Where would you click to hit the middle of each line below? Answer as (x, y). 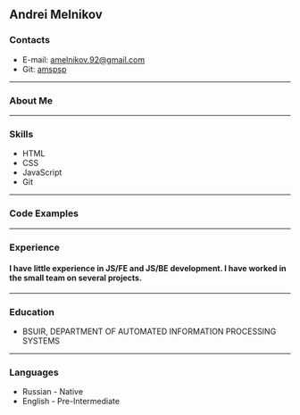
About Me (31, 100)
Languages (34, 372)
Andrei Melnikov (56, 15)
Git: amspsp (44, 69)
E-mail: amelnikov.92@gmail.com (83, 59)
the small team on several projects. (76, 278)
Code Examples (44, 213)
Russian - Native (52, 392)
